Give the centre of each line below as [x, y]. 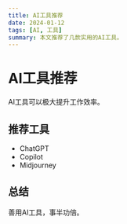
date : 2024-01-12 [36, 23]
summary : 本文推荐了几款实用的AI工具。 [65, 37]
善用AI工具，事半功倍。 [46, 212]
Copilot [31, 157]
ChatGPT [34, 149]
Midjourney [38, 165]
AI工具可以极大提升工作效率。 [56, 102]
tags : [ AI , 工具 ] [35, 30]
